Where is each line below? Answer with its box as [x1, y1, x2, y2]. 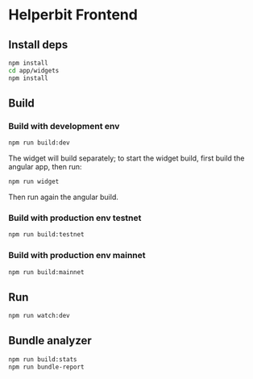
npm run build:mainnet [8, 268, 85, 276]
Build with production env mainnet [8, 250, 147, 261]
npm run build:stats [8, 355, 78, 364]
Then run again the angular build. [8, 192, 119, 202]
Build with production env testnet [8, 212, 142, 223]
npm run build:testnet [8, 231, 85, 239]
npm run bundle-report [8, 363, 85, 371]
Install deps [8, 38, 68, 52]
